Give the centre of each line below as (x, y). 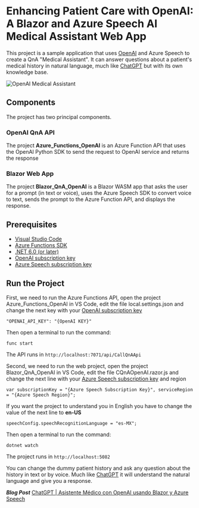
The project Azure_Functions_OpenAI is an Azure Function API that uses (96, 145)
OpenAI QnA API (30, 132)
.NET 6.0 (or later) (37, 252)
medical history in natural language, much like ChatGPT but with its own (94, 66)
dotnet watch (22, 445)
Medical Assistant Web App (77, 36)
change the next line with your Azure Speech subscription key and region (96, 379)
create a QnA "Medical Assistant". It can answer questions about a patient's (99, 59)
